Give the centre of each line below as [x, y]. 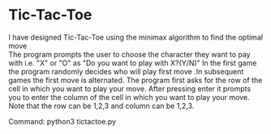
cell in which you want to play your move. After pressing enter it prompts [130, 88]
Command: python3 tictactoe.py [62, 121]
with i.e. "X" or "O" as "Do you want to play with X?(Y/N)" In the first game [133, 63]
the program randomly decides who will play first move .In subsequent [126, 71]
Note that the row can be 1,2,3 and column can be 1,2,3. [101, 106]
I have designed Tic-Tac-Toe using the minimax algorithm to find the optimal [136, 37]
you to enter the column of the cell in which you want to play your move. [129, 97]
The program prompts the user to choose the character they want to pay [129, 54]
